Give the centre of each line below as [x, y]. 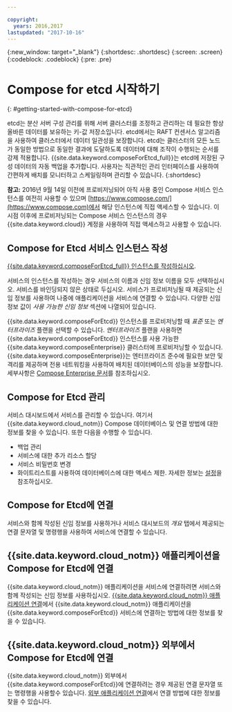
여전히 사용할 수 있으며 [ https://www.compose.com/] [99, 198]
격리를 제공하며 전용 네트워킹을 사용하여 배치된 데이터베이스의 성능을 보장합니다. [115, 365]
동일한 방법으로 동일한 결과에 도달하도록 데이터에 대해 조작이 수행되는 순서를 [117, 149]
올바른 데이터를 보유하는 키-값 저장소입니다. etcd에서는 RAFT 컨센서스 [102, 132]
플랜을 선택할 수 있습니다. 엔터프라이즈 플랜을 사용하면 [110, 330]
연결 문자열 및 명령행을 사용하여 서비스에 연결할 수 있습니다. [87, 532]
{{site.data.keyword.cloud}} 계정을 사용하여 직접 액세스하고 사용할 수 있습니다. [115, 224]
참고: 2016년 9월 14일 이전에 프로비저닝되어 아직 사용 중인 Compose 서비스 [109, 190]
